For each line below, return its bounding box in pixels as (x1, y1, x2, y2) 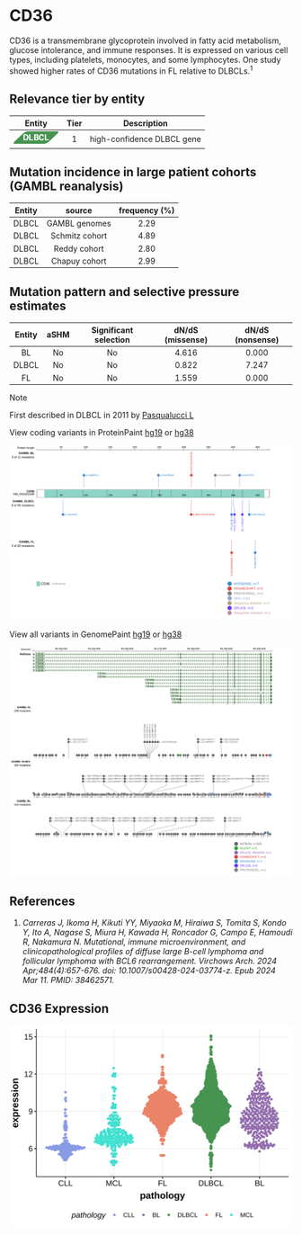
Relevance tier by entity (9, 91, 146, 106)
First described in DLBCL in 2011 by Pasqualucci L (9, 410, 195, 421)
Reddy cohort (53, 243, 105, 254)
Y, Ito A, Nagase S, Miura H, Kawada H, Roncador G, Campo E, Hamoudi (22, 927, 293, 938)
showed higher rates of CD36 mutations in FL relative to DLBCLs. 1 (9, 64, 253, 76)
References (9, 894, 75, 908)
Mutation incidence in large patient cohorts (9, 165, 257, 180)
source (66, 204, 93, 216)
